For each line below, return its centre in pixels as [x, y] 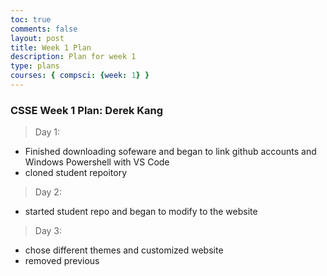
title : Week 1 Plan [51, 47]
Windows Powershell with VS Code [97, 162]
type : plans [35, 66]
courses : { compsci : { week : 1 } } [80, 76]
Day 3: [48, 231]
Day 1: [47, 132]
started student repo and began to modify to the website [141, 212]
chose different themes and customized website [124, 250]
